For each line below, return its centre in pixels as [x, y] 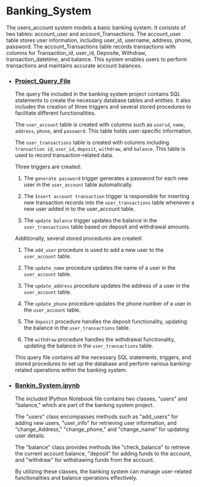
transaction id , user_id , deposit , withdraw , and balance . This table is [100, 149]
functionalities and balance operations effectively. [76, 477]
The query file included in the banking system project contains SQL [98, 94]
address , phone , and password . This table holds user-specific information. [104, 131]
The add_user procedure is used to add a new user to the [94, 250]
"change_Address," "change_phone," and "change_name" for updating [102, 429]
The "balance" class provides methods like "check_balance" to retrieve [102, 447]
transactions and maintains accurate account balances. [74, 65]
